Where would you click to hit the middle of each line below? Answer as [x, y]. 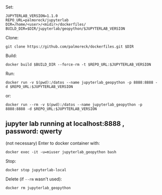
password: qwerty [34, 132]
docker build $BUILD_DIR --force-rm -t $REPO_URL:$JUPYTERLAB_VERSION [78, 65]
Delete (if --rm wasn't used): [34, 179]
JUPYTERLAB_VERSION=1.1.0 [32, 16]
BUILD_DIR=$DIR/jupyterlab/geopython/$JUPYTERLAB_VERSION [65, 29]
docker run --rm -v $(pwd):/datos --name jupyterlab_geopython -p [74, 105]
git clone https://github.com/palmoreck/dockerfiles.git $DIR [70, 47]
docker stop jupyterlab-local [36, 170]
